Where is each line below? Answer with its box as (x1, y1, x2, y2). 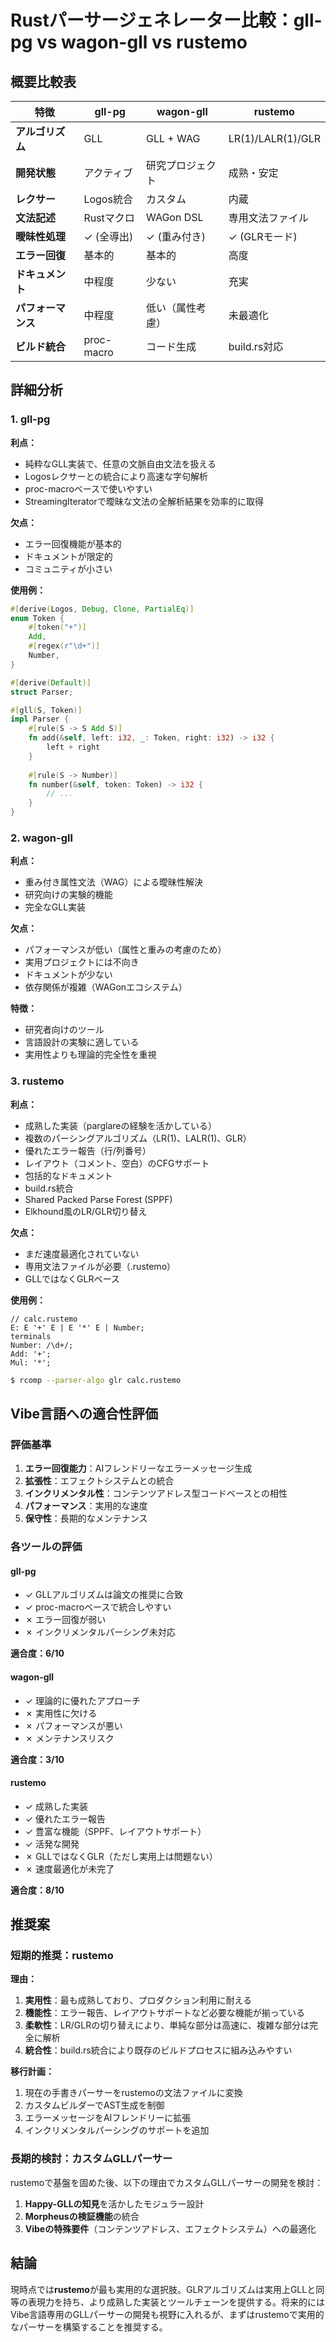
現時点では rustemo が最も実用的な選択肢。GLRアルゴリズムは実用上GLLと (10, 2283, 317, 2295)
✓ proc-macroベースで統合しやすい (24, 1601, 172, 1613)
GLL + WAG (146, 132, 201, 145)
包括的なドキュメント (24, 1169, 113, 1181)
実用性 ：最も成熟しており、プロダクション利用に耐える (24, 1994, 252, 2006)
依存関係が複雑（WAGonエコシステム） (24, 981, 188, 993)
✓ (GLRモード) (228, 230, 298, 243)
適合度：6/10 (10, 1647, 65, 1660)
